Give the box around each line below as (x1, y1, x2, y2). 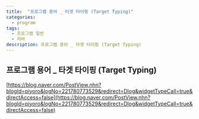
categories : (6, 14, 36, 20)
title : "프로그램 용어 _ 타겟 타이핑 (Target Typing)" (6, 8, 134, 15)
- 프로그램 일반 (11, 31, 45, 37)
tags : (6, 25, 20, 31)
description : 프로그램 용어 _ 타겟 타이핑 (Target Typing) (6, 42, 141, 48)
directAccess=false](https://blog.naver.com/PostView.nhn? (6, 94, 151, 101)
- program (11, 20, 36, 25)
